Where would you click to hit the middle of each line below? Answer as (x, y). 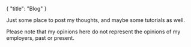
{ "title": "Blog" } (26, 9)
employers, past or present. (41, 38)
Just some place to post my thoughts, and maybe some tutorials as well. (95, 20)
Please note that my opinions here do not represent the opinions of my (93, 32)
